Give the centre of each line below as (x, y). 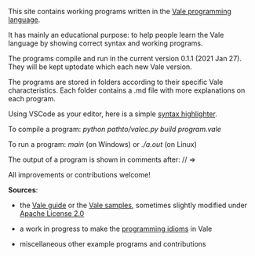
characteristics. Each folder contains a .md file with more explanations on (127, 90)
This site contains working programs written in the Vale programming (120, 11)
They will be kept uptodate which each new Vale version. (100, 67)
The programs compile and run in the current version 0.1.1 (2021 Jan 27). (125, 59)
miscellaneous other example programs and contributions (113, 244)
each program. (32, 99)
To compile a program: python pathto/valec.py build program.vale (115, 129)
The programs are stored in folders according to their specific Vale (116, 82)
